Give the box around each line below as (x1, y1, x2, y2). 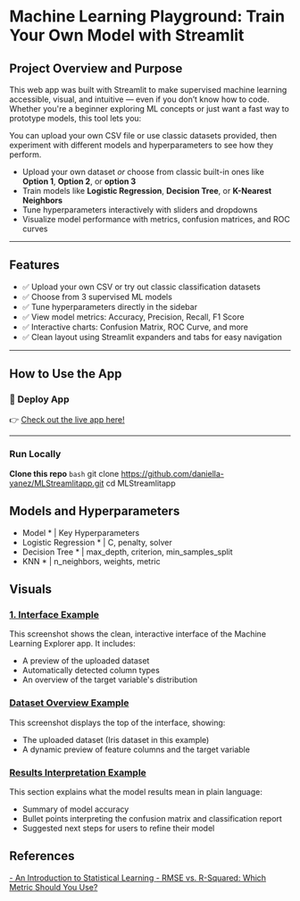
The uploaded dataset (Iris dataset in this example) (21, 734, 210, 745)
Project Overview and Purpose (9, 61, 183, 76)
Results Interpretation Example (9, 766, 147, 779)
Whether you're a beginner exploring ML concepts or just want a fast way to (9, 104, 290, 113)
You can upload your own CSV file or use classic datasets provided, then (9, 130, 278, 140)
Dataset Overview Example (9, 697, 129, 709)
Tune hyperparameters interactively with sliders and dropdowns (21, 204, 258, 215)
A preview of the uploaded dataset (21, 655, 150, 666)
